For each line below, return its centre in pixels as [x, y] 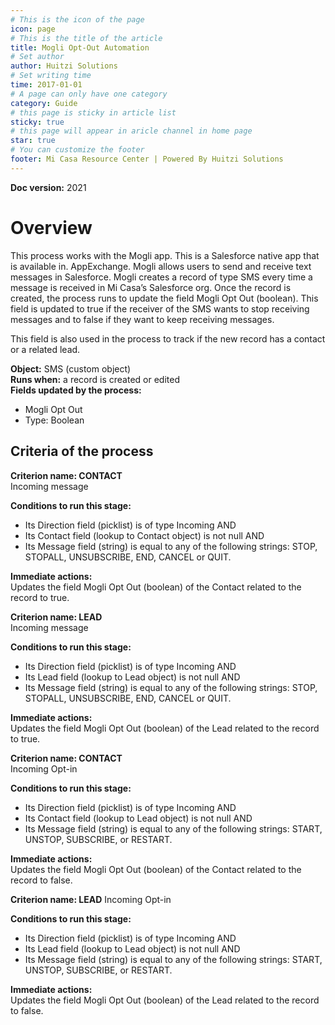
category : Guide [44, 103]
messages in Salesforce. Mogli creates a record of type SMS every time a [161, 277]
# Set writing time [51, 76]
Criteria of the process [82, 451]
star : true [33, 141]
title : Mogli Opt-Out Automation [80, 47]
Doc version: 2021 [48, 187]
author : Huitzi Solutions [64, 66]
